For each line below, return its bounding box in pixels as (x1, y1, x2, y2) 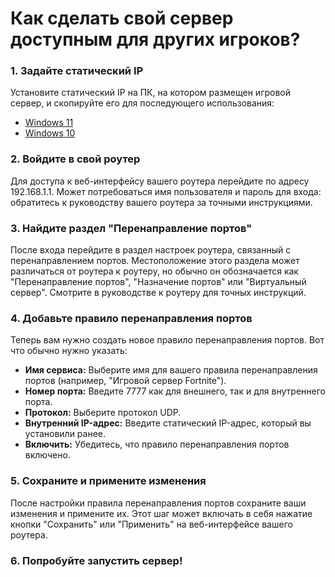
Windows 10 (24, 127, 76, 139)
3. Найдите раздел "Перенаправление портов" (10, 221, 253, 235)
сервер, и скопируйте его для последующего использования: (10, 97, 275, 109)
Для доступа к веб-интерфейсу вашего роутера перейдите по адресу (10, 175, 310, 187)
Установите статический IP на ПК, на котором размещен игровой (10, 87, 291, 99)
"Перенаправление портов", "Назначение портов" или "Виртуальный (10, 276, 307, 288)
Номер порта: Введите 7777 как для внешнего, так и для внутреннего (24, 385, 326, 397)
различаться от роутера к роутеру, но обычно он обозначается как (10, 265, 299, 277)
